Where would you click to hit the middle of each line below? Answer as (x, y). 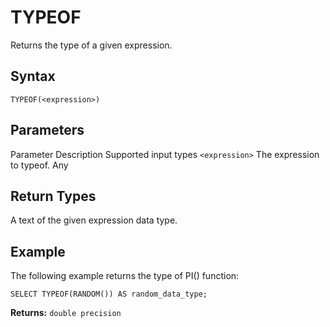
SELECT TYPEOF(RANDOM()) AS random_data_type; (109, 294)
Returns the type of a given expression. (91, 45)
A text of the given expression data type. (94, 220)
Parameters (47, 130)
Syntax (33, 76)
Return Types (53, 196)
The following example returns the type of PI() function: (125, 276)
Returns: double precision (66, 313)
